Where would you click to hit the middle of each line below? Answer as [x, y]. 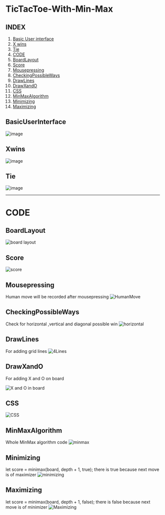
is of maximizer [21, 474]
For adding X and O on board [35, 378]
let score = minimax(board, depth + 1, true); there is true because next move [82, 469]
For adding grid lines [26, 351]
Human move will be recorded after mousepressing [57, 297]
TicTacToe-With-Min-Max [59, 9]
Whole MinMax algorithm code [36, 442]
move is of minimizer [27, 507]
